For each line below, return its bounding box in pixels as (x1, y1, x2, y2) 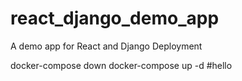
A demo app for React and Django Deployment (10, 40, 203, 52)
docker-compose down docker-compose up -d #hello (10, 59, 233, 71)
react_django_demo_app (10, 7, 220, 30)
